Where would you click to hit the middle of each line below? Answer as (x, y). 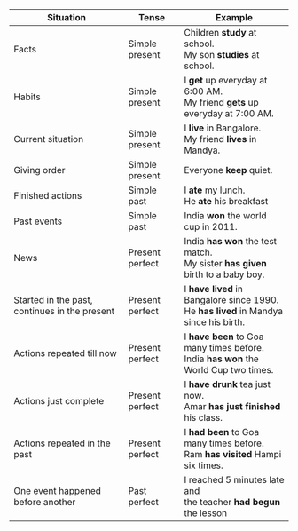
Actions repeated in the (62, 443)
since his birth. (215, 322)
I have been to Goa (224, 337)
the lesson (206, 513)
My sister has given (226, 263)
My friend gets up (221, 103)
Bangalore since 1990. (231, 300)
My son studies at (222, 55)
